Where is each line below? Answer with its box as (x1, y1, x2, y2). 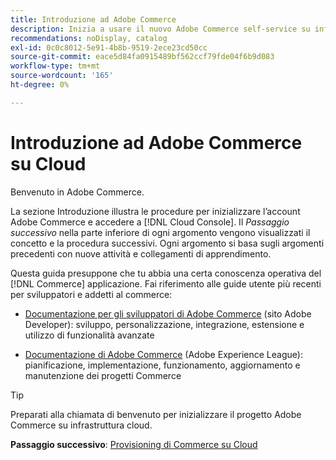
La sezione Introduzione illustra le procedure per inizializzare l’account (10, 205, 301, 217)
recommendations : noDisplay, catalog (10, 33, 168, 43)
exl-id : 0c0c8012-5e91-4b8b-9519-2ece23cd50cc (10, 42, 208, 53)
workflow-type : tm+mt (10, 61, 101, 71)
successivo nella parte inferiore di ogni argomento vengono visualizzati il (10, 226, 311, 238)
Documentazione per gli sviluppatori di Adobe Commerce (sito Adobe (24, 307, 312, 320)
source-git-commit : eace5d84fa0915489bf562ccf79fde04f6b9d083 (10, 52, 275, 62)
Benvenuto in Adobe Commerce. (10, 186, 145, 198)
